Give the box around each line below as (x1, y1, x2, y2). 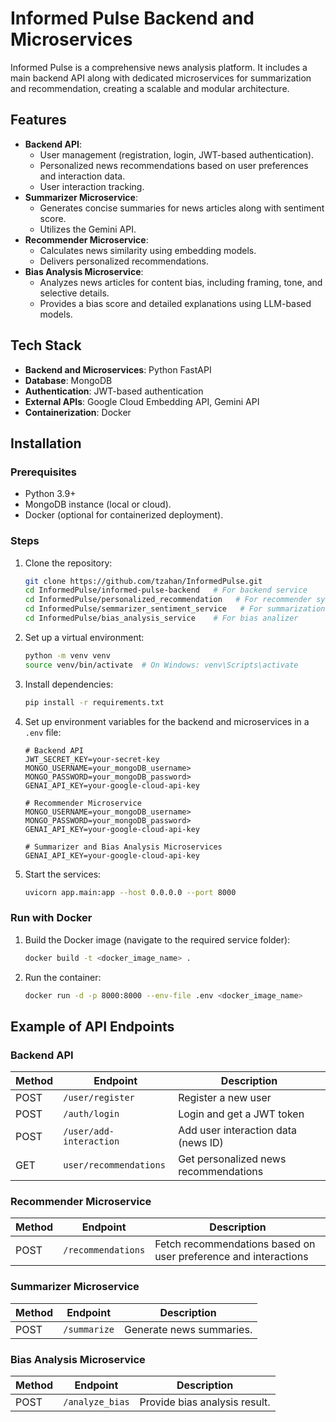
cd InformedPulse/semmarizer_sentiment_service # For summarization (24, 604, 326, 614)
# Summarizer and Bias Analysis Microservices (24, 842, 223, 852)
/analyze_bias (63, 1397, 130, 1408)
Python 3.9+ (24, 488, 77, 500)
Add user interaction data (178, 1123, 298, 1137)
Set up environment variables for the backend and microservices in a (24, 715, 310, 727)
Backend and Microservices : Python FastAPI (24, 363, 212, 376)
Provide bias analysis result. (139, 1395, 271, 1409)
